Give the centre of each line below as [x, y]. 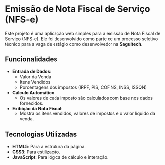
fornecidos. [31, 103]
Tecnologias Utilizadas [41, 135]
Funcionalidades [31, 60]
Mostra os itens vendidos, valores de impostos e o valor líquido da [87, 113]
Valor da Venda [35, 77]
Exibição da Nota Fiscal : [37, 108]
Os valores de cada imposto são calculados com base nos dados [86, 98]
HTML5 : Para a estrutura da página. [49, 146]
